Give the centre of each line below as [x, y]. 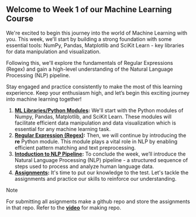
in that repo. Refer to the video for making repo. [64, 208]
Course [20, 19]
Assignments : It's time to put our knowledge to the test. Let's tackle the [102, 173]
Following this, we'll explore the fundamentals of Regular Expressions [90, 63]
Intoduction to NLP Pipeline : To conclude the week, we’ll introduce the [100, 154]
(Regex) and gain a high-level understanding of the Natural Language [90, 69]
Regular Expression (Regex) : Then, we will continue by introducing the [100, 135]
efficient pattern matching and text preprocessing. [75, 147]
